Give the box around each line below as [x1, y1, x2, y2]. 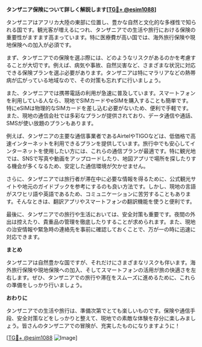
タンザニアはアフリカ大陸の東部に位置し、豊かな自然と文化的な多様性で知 [6, 19, 191, 26]
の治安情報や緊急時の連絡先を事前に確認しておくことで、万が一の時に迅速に [6, 226, 196, 233]
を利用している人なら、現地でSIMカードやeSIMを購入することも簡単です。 [6, 97, 192, 104]
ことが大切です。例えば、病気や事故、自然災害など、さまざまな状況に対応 [11, 61, 196, 69]
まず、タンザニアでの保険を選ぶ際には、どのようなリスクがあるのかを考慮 [6, 54, 191, 61]
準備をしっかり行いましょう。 [11, 281, 86, 289]
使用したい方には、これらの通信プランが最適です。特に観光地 [43, 148, 196, 154]
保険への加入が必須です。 [11, 42, 75, 48]
